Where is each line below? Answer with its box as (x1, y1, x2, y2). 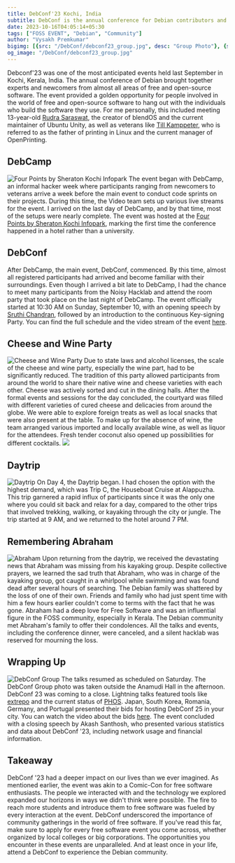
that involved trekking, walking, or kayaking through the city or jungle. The (7, 508, 222, 516)
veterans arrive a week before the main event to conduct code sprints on (7, 189, 218, 198)
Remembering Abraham (7, 535, 114, 547)
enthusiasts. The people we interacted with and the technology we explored (7, 788, 226, 796)
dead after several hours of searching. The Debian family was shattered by (7, 584, 222, 592)
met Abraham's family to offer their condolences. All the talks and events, (7, 621, 219, 629)
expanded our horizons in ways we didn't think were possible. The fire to (7, 796, 218, 804)
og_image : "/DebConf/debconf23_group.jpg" (7, 50, 133, 57)
